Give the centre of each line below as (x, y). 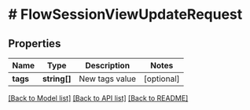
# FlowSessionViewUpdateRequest (125, 15)
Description (108, 66)
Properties (35, 44)
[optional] (162, 79)
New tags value (107, 79)
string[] (57, 79)
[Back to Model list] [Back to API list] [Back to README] (98, 98)
